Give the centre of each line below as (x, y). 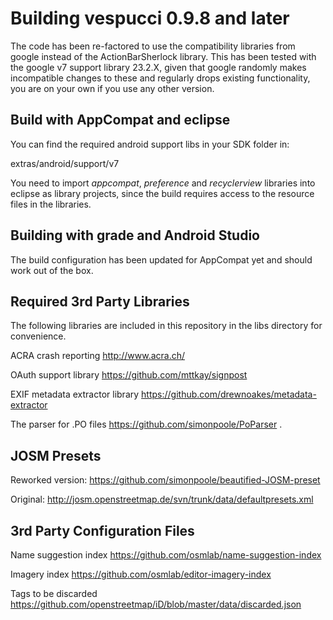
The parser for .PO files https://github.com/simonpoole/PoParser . (146, 424)
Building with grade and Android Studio (135, 235)
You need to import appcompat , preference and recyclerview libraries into (163, 183)
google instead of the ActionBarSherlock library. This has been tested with (163, 56)
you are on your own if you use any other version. (112, 88)
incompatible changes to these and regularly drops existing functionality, (160, 78)
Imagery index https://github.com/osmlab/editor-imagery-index (141, 574)
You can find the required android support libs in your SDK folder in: (150, 144)
